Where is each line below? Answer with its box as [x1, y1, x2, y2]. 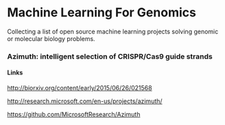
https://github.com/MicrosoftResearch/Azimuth [7, 111, 141, 119]
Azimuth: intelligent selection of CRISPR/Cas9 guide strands [7, 51, 213, 61]
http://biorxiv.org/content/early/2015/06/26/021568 [7, 84, 152, 92]
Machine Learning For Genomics [7, 5, 197, 20]
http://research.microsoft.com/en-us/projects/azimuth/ [7, 97, 163, 105]
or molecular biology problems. [7, 34, 95, 42]
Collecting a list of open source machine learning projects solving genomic [7, 27, 219, 36]
